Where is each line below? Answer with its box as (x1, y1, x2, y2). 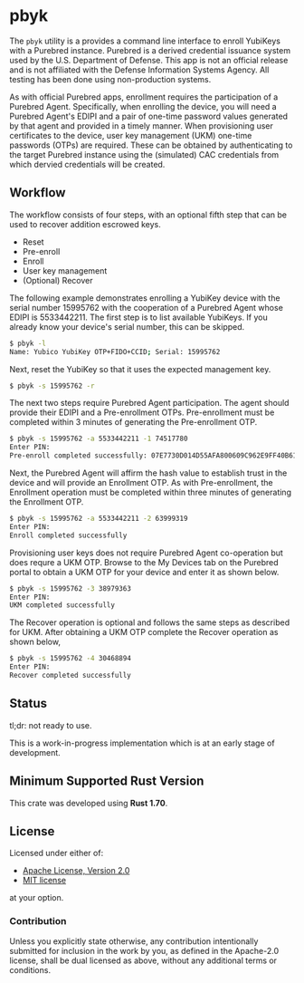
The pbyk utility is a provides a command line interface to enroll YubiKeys (9, 35, 280, 46)
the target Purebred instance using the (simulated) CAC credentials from (9, 149, 280, 159)
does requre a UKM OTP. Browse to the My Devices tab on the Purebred (9, 556, 279, 567)
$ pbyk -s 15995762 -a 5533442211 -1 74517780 (9, 434, 188, 444)
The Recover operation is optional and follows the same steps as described (9, 617, 290, 628)
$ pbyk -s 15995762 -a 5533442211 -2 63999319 (9, 514, 188, 523)
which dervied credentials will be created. (9, 159, 166, 169)
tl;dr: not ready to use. (9, 719, 92, 730)
